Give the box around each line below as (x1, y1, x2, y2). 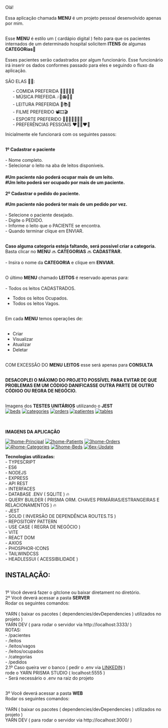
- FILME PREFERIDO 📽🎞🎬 (12, 109, 68, 115)
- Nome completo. (5, 157, 43, 163)
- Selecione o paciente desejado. (5, 212, 74, 218)
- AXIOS (5, 540, 23, 546)
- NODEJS (5, 470, 27, 476)
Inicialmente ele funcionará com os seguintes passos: (5, 131, 117, 137)
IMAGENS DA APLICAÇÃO (5, 429, 60, 435)
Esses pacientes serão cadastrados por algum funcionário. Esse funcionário (5, 57, 163, 63)
